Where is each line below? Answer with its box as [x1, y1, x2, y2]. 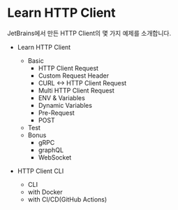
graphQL [38, 146, 64, 154]
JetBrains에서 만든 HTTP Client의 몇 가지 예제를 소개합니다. [7, 29, 172, 37]
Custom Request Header [38, 71, 110, 80]
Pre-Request [38, 108, 75, 117]
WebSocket [38, 153, 72, 162]
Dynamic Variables [38, 101, 93, 109]
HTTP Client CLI [17, 167, 64, 175]
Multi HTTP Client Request [38, 86, 115, 94]
